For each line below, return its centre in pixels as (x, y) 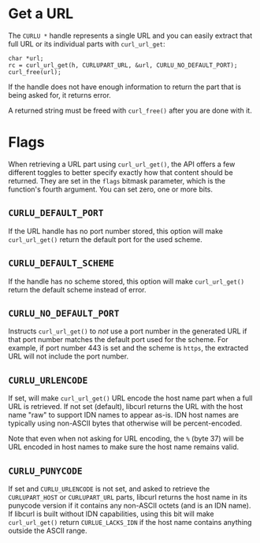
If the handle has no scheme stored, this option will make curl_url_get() (126, 281)
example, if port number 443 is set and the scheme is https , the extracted (128, 348)
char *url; (26, 58)
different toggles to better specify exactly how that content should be (121, 172)
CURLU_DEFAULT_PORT (56, 213)
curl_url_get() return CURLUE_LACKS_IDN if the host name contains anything (130, 522)
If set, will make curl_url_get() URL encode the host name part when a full (130, 398)
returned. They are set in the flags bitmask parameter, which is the (117, 180)
